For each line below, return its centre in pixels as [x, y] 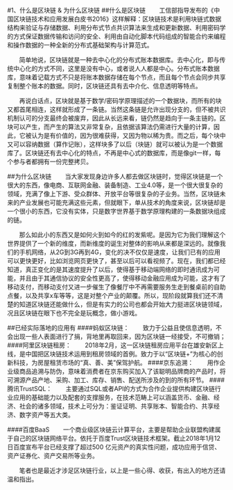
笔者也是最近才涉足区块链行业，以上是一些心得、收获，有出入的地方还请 [122, 471]
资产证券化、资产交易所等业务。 [53, 456]
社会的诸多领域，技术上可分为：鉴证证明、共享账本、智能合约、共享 [116, 406]
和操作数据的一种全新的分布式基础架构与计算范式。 [80, 45]
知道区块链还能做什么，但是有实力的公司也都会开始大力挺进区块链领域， [122, 304]
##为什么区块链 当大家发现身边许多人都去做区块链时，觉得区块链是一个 [115, 176]
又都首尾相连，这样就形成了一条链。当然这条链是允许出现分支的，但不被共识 [116, 109]
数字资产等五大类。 [46, 415]
